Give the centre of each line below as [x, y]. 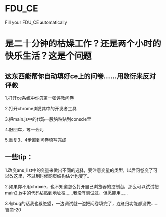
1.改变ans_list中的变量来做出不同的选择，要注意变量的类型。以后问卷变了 [79, 170]
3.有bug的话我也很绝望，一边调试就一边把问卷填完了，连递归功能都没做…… [82, 203]
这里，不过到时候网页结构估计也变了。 [53, 176]
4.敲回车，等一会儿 [24, 130]
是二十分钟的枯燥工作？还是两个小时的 [83, 44]
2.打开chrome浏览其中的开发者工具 [41, 108]
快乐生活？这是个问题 [49, 56]
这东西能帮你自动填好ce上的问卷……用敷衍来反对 [80, 76]
